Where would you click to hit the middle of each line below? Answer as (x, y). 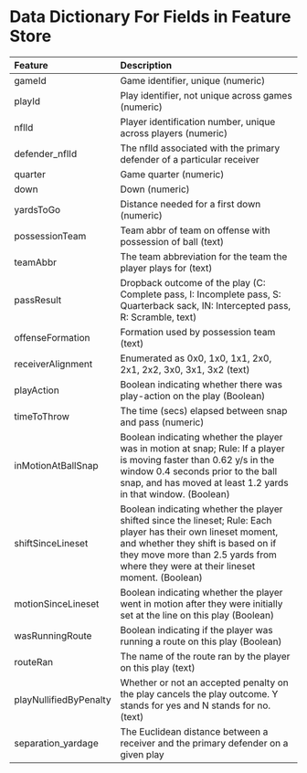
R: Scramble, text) (159, 317)
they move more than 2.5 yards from (198, 555)
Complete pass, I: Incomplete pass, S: (201, 294)
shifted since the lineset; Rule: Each (196, 520)
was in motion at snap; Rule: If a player (202, 448)
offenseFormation (52, 337)
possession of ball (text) (172, 241)
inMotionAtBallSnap (56, 465)
